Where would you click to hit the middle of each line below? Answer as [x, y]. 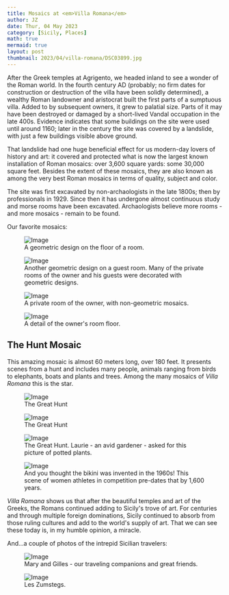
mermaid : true [27, 45]
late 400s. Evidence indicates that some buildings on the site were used [108, 121]
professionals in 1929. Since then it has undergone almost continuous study [113, 199]
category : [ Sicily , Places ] [47, 33]
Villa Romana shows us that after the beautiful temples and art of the [104, 500]
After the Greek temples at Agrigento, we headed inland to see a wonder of [113, 77]
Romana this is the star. [40, 383]
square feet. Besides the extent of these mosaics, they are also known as [110, 171]
